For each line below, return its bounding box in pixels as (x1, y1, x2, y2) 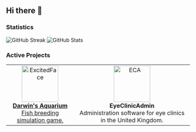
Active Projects (6, 51, 51, 59)
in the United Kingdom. (100, 116, 163, 124)
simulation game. (16, 116, 64, 124)
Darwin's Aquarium (12, 101, 68, 109)
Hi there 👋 (6, 6, 43, 16)
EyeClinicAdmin (109, 101, 155, 109)
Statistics (6, 23, 34, 31)
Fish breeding (21, 109, 60, 117)
